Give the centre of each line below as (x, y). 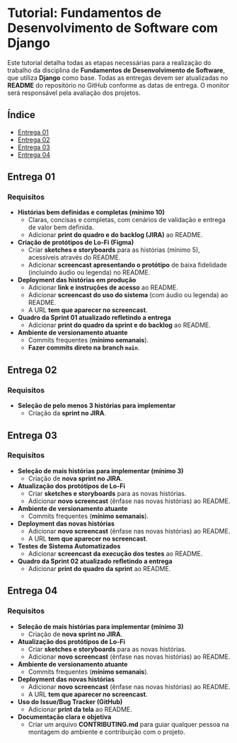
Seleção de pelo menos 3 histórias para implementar (97, 405)
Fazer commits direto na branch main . (84, 347)
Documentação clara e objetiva (64, 717)
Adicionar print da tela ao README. (80, 709)
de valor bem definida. (61, 227)
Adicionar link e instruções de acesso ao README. (103, 287)
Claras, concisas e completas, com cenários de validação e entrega (127, 220)
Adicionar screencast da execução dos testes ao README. (115, 553)
